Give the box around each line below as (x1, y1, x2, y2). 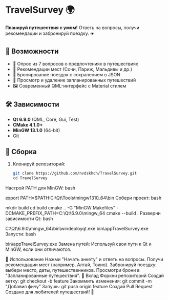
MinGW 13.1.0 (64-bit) (12, 127, 60, 133)
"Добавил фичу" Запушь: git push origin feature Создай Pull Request (5, 284, 153, 290)
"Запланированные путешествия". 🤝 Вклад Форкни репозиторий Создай (5, 272, 164, 279)
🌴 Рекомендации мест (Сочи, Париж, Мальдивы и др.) (12, 66, 132, 72)
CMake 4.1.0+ (12, 121, 43, 128)
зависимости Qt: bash (5, 216, 53, 222)
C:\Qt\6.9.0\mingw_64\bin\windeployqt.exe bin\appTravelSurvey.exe (5, 226, 149, 232)
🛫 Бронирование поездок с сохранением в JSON (12, 71, 120, 77)
